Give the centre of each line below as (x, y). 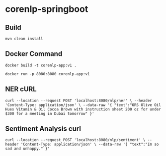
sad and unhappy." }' (28, 149)
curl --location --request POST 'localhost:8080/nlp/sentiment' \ (75, 140)
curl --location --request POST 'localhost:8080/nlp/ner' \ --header (79, 101)
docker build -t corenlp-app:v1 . (41, 65)
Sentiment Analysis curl (43, 129)
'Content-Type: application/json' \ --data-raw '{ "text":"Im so (90, 145)
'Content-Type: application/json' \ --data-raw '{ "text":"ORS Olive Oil (83, 105)
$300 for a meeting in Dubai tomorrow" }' (50, 113)
